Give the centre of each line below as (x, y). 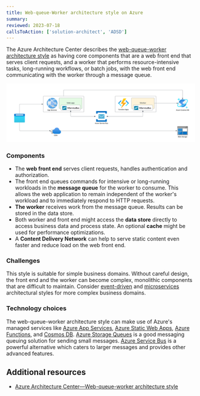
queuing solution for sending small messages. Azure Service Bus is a (91, 340)
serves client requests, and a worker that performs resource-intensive (93, 62)
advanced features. (30, 353)
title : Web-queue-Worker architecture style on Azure (75, 13)
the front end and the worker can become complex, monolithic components (99, 280)
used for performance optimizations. (60, 232)
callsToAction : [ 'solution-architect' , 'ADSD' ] (67, 32)
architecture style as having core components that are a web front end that (99, 56)
